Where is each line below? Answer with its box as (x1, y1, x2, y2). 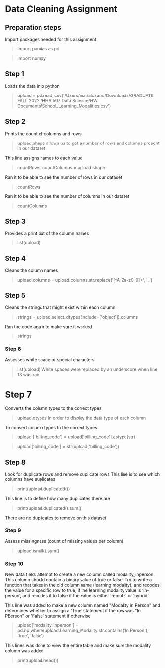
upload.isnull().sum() (17, 548, 60, 554)
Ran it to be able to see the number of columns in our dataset (5, 193, 130, 199)
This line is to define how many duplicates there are (5, 496, 110, 502)
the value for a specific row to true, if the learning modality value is (5, 587, 141, 593)
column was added (5, 647, 44, 654)
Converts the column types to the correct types (5, 405, 102, 411)
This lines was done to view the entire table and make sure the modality (5, 642, 151, 648)
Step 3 (5, 217, 26, 226)
